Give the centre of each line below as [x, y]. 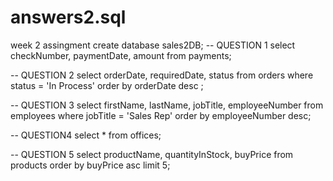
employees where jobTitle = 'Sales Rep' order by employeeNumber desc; [161, 115]
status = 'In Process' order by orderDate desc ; [107, 85]
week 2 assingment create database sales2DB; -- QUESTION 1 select [153, 45]
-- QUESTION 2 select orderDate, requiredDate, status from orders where [162, 75]
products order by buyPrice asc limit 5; [90, 165]
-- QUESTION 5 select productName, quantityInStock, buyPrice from [152, 154]
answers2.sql [68, 17]
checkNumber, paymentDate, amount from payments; [121, 55]
